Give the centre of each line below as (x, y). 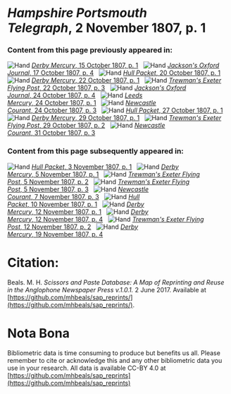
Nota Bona (39, 333)
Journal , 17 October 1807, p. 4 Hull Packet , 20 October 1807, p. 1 (114, 73)
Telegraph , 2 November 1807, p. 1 (107, 28)
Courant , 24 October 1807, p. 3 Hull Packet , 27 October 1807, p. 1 (115, 110)
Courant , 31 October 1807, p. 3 (51, 133)
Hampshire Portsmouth (77, 13)
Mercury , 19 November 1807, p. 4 (55, 234)
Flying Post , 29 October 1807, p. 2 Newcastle (86, 126)
